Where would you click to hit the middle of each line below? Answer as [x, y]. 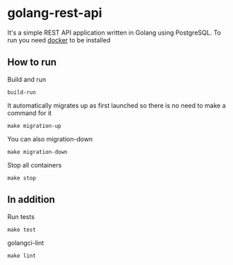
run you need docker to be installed [59, 40]
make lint [22, 256]
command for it [29, 113]
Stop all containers [35, 165]
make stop [22, 178]
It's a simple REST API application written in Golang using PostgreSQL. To [114, 33]
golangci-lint [26, 242]
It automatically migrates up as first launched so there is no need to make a [116, 105]
